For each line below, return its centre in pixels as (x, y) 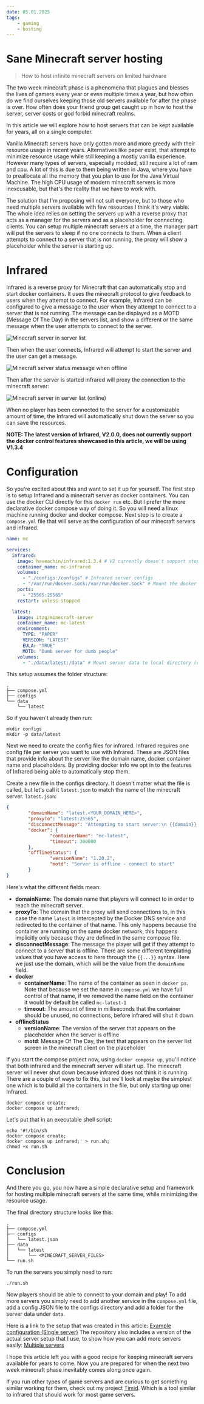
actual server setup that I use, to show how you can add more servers (93, 1338)
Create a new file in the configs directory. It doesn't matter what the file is (98, 783)
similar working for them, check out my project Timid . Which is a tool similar (101, 1388)
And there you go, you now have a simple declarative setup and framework (100, 1187)
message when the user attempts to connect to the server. (80, 326)
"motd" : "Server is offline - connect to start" (112, 864)
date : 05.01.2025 (28, 12)
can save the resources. (36, 423)
